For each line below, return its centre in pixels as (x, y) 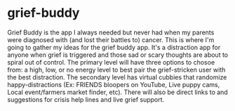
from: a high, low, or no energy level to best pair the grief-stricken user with (116, 70)
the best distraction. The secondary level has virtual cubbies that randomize (117, 77)
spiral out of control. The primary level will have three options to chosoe (111, 62)
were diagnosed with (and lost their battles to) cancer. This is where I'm (111, 39)
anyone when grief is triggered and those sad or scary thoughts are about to (118, 55)
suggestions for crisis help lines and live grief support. (86, 99)
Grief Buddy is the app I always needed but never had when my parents (111, 32)
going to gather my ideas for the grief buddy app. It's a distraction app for (114, 47)
